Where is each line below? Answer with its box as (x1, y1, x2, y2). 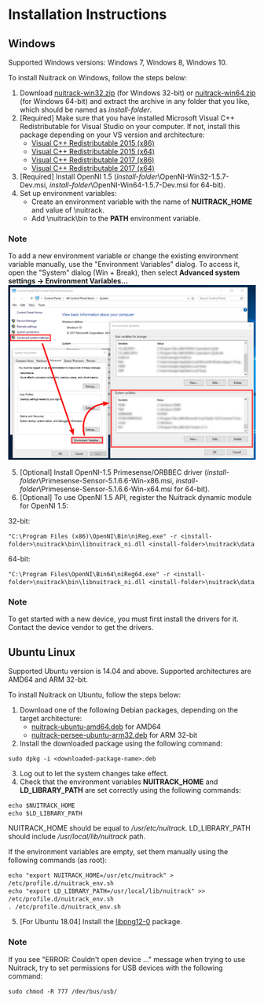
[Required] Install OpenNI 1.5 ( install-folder (19, 172, 159, 181)
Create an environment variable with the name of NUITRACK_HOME (31, 197, 253, 206)
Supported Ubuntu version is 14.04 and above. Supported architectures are (8, 667, 251, 676)
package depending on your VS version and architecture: (19, 130, 206, 139)
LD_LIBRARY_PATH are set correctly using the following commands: (19, 786, 241, 795)
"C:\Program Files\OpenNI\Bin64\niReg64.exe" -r (8, 571, 170, 579)
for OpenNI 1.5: (19, 501, 68, 511)
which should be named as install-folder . (19, 105, 152, 114)
